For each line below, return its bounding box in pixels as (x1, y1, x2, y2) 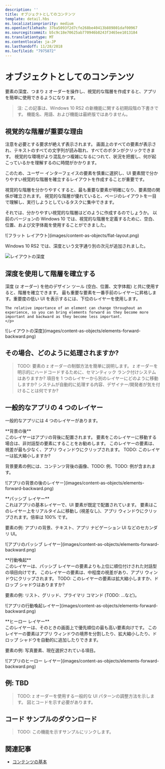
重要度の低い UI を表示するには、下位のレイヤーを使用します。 (13, 296, 140, 302)
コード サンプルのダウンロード (5, 715, 98, 723)
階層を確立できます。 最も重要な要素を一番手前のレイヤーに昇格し (18, 290, 153, 296)
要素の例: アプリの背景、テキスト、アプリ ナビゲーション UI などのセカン (5, 524, 154, 531)
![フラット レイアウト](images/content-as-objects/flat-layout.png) (5, 232, 139, 238)
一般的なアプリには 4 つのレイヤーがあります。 (5, 418, 101, 423)
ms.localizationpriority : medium (5, 21, 74, 26)
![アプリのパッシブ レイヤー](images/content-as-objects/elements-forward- (5, 541, 159, 547)
